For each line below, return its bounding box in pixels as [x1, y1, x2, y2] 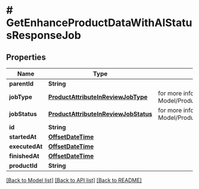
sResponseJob [6, 29, 81, 42]
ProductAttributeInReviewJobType [48, 93, 148, 101]
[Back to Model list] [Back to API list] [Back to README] [6, 177, 142, 184]
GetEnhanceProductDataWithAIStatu [6, 16, 192, 30]
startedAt [9, 133, 37, 141]
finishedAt [9, 152, 40, 160]
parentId [9, 80, 34, 87]
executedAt [9, 142, 43, 151]
